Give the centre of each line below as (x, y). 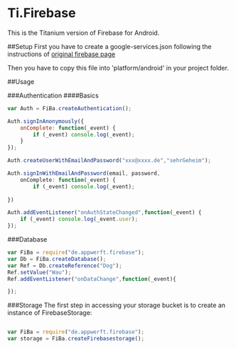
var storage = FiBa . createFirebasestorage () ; (76, 339)
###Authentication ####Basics (53, 95)
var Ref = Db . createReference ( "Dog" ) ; (65, 265)
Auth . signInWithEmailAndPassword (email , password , (84, 173)
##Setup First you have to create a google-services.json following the (109, 46)
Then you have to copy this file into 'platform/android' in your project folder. (118, 68)
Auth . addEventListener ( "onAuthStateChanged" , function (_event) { (104, 213)
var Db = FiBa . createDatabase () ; (57, 259)
